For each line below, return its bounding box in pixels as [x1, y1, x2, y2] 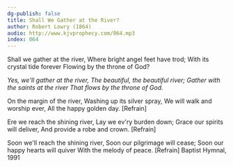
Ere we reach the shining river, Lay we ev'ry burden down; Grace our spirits [7, 118, 224, 126]
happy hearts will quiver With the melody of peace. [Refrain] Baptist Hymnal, [7, 146, 227, 154]
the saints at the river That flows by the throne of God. [7, 83, 163, 92]
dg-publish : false [7, 10, 61, 17]
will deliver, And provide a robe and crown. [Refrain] [7, 125, 156, 134]
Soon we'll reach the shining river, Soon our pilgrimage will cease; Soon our [7, 138, 224, 147]
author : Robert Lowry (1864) [7, 23, 92, 30]
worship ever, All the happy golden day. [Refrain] [7, 104, 147, 113]
